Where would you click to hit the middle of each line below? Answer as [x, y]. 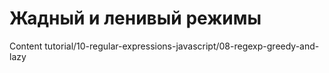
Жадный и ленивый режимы [135, 18]
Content [26, 46]
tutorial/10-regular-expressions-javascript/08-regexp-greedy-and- [182, 46]
